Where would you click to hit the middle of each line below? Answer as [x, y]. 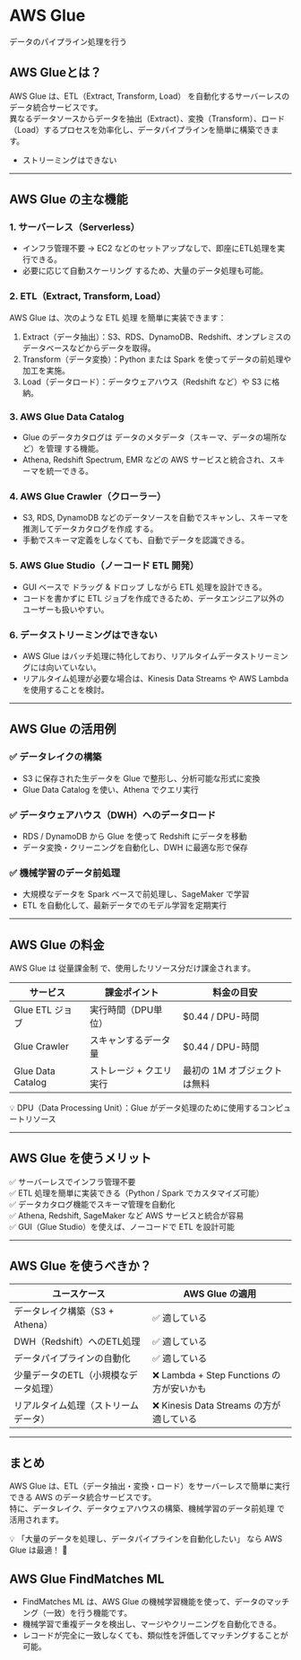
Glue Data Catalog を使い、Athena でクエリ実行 [110, 789]
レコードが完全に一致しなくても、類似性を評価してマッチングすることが [155, 1636]
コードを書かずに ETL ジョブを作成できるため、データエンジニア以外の [153, 598]
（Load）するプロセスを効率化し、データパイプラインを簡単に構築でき [140, 129]
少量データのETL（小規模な [71, 1375]
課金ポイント [132, 993]
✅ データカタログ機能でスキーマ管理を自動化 [92, 1204]
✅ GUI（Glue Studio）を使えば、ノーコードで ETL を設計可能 [122, 1226]
